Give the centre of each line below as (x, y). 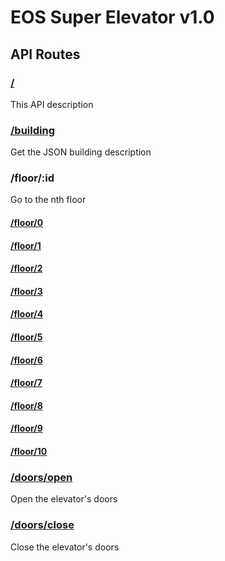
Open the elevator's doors (64, 499)
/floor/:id (32, 178)
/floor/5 (26, 337)
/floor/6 (26, 360)
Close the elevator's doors (65, 547)
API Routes (45, 54)
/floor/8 (26, 405)
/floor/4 (27, 314)
